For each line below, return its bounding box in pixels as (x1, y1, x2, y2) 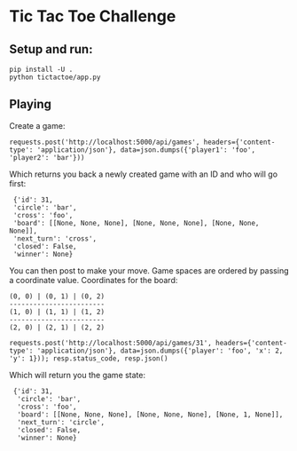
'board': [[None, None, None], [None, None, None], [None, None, (12, 218, 260, 227)
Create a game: (9, 120, 66, 131)
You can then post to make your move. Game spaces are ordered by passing (9, 265, 289, 276)
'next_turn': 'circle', (17, 417, 105, 427)
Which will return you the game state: (9, 369, 146, 380)
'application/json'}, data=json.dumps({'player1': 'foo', (36, 145, 255, 154)
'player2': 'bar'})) (9, 153, 86, 162)
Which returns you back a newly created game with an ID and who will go (9, 169, 277, 179)
